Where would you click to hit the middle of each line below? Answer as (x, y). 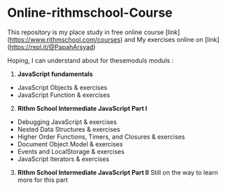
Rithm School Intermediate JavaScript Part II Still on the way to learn (118, 172)
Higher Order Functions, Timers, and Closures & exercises (101, 137)
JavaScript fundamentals (55, 74)
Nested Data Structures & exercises (69, 129)
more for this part (43, 180)
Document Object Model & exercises (70, 144)
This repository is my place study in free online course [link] (94, 32)
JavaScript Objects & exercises (62, 87)
